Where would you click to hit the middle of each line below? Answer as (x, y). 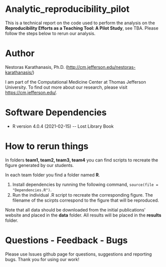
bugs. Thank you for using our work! (42, 259)
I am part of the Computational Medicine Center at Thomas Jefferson (76, 82)
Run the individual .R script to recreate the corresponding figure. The (83, 195)
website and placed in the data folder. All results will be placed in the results (83, 215)
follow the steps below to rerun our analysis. (50, 33)
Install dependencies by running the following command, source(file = (85, 184)
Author (20, 53)
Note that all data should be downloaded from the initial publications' (75, 210)
